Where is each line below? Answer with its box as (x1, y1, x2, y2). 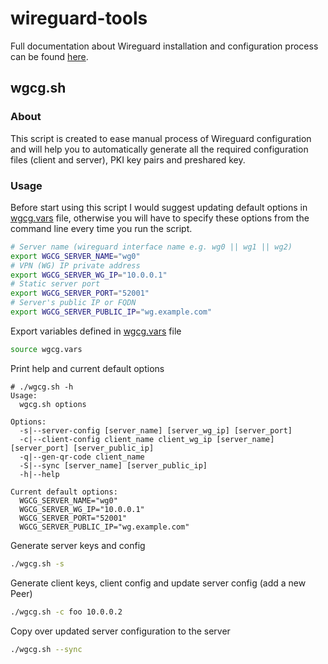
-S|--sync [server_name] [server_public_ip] (19, 460, 208, 471)
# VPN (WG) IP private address (10, 260, 141, 271)
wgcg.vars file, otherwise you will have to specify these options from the (10, 212, 310, 224)
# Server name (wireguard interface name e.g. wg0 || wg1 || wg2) (10, 242, 293, 252)
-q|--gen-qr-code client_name (19, 452, 145, 462)
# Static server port (10, 279, 101, 289)
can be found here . (10, 50, 89, 62)
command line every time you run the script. (10, 222, 193, 234)
